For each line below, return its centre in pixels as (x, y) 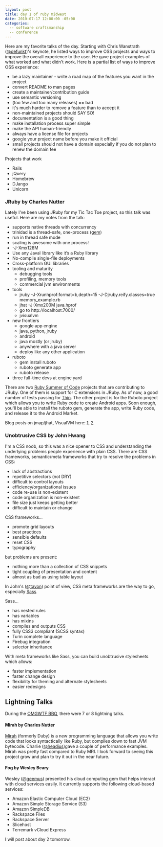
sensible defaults (29, 537)
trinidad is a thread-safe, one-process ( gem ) (57, 232)
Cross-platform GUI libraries (41, 263)
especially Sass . (21, 591)
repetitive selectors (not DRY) (42, 476)
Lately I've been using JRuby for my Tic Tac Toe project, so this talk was (78, 212)
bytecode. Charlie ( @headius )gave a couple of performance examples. (76, 746)
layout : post (18, 10)
